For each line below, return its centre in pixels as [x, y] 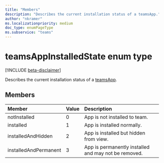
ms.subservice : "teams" [29, 32]
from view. [96, 139]
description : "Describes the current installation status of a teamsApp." [83, 14]
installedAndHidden [30, 136]
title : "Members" [23, 10]
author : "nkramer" [24, 19]
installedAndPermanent [34, 150]
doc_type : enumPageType [29, 28]
